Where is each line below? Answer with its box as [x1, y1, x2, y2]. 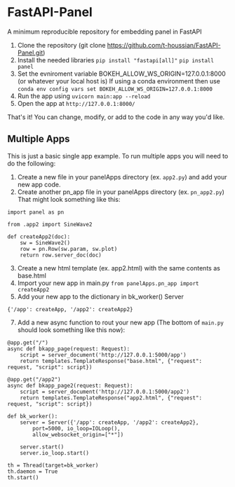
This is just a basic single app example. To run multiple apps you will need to [7, 151, 229, 160]
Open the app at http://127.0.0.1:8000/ [17, 99, 135, 107]
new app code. [17, 180, 61, 188]
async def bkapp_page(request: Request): [7, 345, 130, 352]
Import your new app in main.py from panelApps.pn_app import [17, 278, 199, 287]
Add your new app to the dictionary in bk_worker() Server [17, 292, 184, 301]
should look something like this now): [17, 325, 125, 334]
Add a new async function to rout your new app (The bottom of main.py [17, 318, 224, 327]
